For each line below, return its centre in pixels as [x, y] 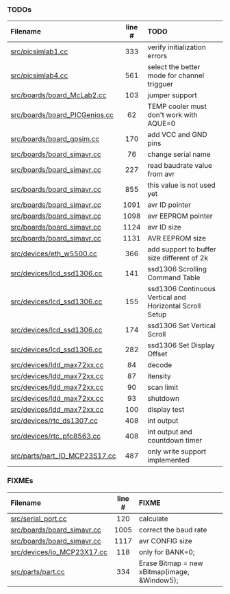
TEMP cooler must [177, 106]
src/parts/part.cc [38, 571]
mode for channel [176, 75]
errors [157, 56]
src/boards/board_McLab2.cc [59, 95]
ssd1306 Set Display [181, 345]
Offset [157, 354]
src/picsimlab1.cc [39, 51]
